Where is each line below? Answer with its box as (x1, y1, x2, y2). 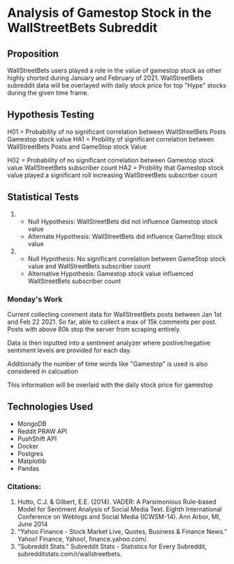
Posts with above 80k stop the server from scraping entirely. (7, 324, 182, 333)
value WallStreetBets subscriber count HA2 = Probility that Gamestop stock (7, 163, 224, 172)
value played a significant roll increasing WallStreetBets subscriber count (7, 170, 218, 179)
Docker (17, 441, 39, 450)
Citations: (7, 481, 42, 491)
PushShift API (17, 434, 57, 443)
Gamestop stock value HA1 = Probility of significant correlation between (7, 135, 214, 143)
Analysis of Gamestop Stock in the (7, 5, 212, 21)
